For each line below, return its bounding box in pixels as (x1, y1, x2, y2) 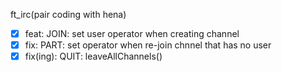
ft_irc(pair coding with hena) (10, 9, 127, 20)
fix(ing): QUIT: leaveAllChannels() (24, 50, 163, 63)
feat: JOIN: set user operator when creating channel (24, 28, 240, 39)
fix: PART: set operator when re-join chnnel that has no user (24, 39, 272, 51)
